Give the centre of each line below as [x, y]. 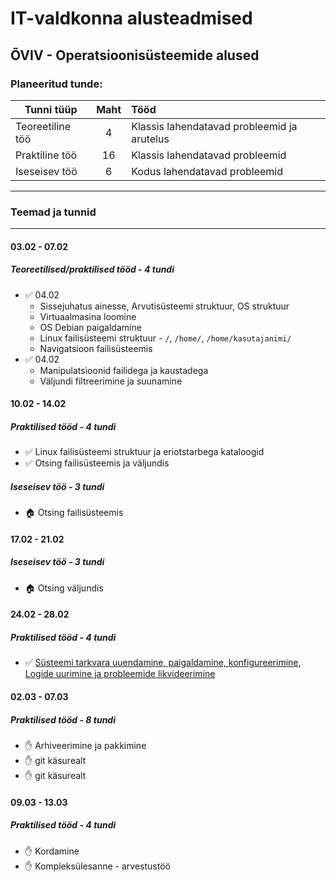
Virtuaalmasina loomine [88, 316]
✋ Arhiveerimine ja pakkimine [85, 745]
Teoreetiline [43, 126]
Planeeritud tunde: [56, 84]
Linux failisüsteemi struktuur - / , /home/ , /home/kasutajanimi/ [165, 338]
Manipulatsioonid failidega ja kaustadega [124, 370]
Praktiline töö [46, 155]
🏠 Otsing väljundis [64, 588]
